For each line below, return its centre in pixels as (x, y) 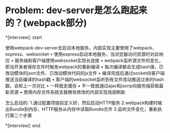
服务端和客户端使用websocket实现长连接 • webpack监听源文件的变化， (89, 60)
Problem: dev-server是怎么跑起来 (76, 10)
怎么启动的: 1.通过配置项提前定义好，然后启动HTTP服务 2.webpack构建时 (81, 103)
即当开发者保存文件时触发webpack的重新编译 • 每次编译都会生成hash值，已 (84, 67)
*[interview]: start (24, 37)
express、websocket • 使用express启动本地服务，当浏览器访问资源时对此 (82, 54)
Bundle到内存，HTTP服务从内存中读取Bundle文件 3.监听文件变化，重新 (83, 109)
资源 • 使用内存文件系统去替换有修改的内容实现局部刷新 (67, 92)
